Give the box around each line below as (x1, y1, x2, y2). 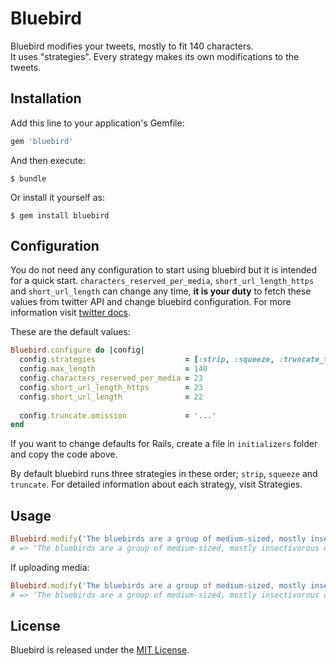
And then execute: (10, 154, 86, 166)
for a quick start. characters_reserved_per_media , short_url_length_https (10, 275, 315, 287)
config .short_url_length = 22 (19, 392, 203, 402)
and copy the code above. (10, 448, 118, 461)
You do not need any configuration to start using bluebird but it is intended (10, 264, 318, 276)
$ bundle (10, 173, 47, 184)
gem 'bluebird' (10, 136, 74, 146)
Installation (10, 90, 82, 107)
